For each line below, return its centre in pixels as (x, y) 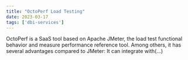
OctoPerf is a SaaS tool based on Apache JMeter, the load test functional (94, 39)
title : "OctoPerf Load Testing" (45, 11)
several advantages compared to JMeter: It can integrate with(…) (85, 51)
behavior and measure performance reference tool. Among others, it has (94, 45)
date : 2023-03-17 (27, 17)
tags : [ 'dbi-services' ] (35, 22)
